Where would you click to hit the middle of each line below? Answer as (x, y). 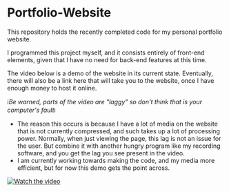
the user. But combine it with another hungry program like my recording (119, 146)
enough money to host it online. (52, 88)
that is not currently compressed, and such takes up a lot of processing (119, 131)
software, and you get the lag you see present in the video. (101, 153)
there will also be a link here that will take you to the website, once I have (111, 80)
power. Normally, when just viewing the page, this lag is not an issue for (119, 138)
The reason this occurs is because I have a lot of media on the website (118, 124)
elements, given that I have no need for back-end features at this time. (107, 59)
